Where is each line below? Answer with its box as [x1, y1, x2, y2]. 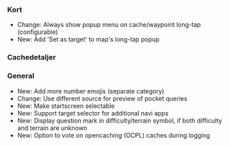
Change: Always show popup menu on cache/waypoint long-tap [17, 21, 201, 29]
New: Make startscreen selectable [17, 102, 116, 110]
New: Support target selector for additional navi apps [17, 109, 169, 117]
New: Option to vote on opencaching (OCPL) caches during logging [17, 131, 210, 139]
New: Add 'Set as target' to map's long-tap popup [17, 35, 160, 44]
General [7, 71, 35, 81]
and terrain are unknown [17, 123, 88, 132]
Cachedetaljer [7, 53, 57, 62]
